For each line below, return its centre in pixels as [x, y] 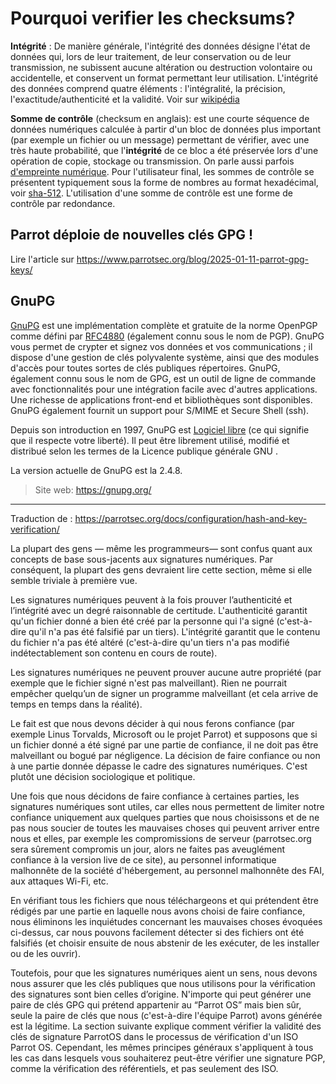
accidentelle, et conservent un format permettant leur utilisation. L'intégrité [164, 78]
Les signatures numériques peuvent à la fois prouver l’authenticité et [151, 599]
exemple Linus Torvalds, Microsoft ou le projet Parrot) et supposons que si [164, 734]
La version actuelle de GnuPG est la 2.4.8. [96, 470]
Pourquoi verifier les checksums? [153, 18]
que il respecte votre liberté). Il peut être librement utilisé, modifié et [150, 440]
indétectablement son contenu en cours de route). [114, 653]
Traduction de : [41, 518]
